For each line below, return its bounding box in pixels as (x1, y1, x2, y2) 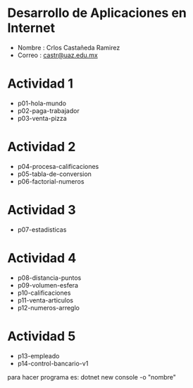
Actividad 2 (7, 139, 76, 155)
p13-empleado (17, 351, 60, 360)
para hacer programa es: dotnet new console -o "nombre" (7, 372, 176, 381)
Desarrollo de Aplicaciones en (7, 5, 187, 21)
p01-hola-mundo (17, 99, 67, 107)
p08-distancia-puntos (17, 274, 82, 282)
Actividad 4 (7, 249, 77, 266)
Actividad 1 (7, 76, 74, 92)
